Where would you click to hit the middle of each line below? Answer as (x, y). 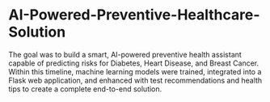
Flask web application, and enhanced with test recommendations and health (135, 80)
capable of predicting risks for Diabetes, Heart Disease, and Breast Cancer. (134, 63)
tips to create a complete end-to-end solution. (85, 89)
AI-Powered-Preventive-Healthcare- (134, 15)
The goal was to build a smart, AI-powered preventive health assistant (125, 54)
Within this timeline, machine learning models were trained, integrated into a (135, 71)
